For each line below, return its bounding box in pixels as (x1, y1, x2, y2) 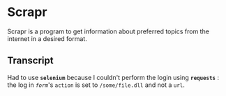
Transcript (7, 55, 54, 67)
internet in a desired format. (7, 34, 87, 42)
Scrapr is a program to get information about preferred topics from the (7, 27, 209, 35)
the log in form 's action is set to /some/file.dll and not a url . (7, 81, 185, 89)
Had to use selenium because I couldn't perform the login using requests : (7, 73, 220, 81)
